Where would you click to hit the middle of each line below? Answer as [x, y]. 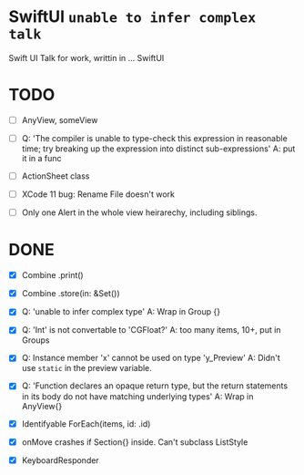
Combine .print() [52, 275]
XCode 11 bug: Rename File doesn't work [98, 194]
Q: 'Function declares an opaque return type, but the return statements [155, 386]
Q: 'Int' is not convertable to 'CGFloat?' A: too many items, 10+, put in [151, 330]
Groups [35, 340]
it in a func [41, 158]
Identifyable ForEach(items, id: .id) [86, 423]
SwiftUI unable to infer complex [132, 17]
